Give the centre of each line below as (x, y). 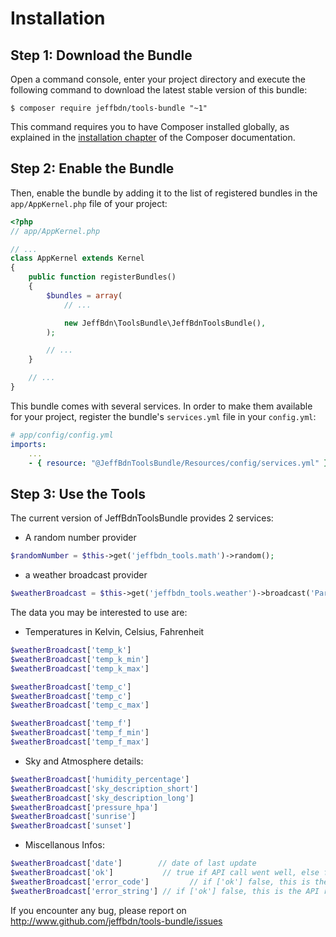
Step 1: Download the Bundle (101, 55)
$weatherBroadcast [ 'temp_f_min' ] (80, 733)
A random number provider (80, 538)
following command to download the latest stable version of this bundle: (159, 90)
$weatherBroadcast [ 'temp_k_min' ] (80, 659)
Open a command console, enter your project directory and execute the (158, 79)
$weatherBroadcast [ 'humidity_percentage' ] (100, 779)
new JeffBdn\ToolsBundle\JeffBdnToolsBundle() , (165, 323)
